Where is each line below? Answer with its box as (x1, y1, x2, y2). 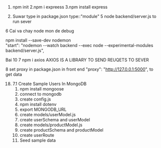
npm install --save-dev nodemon (5, 37, 72, 43)
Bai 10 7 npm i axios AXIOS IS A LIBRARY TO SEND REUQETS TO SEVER (5, 57, 149, 62)
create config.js (19, 96, 51, 102)
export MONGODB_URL (19, 106, 67, 112)
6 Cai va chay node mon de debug (5, 28, 74, 33)
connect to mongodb (19, 91, 62, 97)
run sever (12, 19, 32, 24)
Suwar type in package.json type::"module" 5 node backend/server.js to (12, 14, 157, 19)
